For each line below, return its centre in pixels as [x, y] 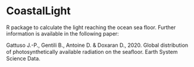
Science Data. [23, 58]
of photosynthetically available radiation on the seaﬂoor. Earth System [92, 52]
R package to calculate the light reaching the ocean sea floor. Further [91, 27]
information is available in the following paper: [62, 33]
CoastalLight [39, 11]
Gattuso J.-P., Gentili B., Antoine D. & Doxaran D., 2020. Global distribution [97, 45]
